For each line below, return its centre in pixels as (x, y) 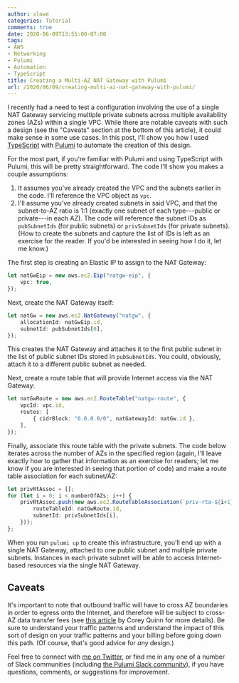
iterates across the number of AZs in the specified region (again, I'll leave (115, 453)
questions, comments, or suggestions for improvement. (89, 672)
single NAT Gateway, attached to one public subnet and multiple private (112, 550)
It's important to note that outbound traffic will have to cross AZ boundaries (118, 604)
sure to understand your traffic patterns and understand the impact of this (116, 627)
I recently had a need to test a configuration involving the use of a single (113, 107)
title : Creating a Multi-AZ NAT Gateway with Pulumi (87, 80)
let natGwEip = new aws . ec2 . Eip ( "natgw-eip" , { (79, 275)
